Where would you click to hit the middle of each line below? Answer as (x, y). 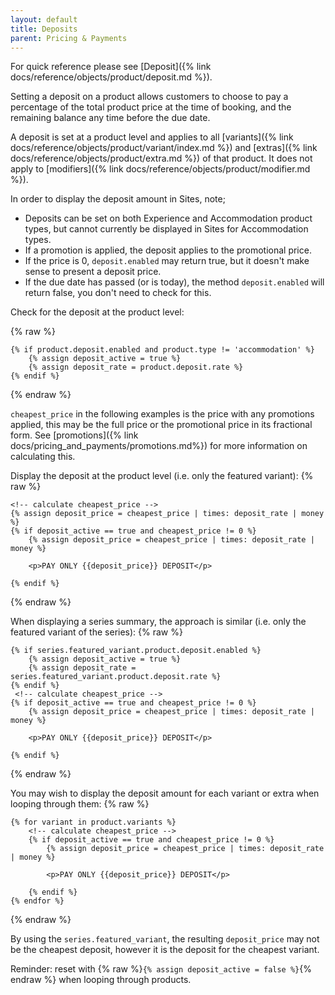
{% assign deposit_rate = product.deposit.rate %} (136, 367)
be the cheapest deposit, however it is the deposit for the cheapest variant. (165, 950)
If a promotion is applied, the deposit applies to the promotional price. (168, 250)
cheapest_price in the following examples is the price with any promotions (162, 414)
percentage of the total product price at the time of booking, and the (151, 107)
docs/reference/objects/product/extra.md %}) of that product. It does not (161, 158)
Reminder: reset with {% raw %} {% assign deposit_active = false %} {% (161, 969)
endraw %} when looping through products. (101, 980)
